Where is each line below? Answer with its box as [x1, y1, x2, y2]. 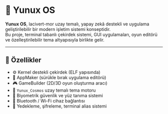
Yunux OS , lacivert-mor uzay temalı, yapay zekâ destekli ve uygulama [5, 21, 149, 27]
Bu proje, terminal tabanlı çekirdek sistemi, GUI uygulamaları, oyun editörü [5, 31, 157, 37]
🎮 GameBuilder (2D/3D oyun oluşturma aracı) [12, 80, 107, 86]
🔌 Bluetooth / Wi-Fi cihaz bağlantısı [12, 98, 85, 104]
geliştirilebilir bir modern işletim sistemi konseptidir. [5, 26, 111, 32]
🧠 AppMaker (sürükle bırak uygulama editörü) [12, 74, 106, 80]
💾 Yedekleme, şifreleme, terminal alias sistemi [12, 103, 107, 109]
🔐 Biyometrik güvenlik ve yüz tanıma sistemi [12, 92, 103, 99]
